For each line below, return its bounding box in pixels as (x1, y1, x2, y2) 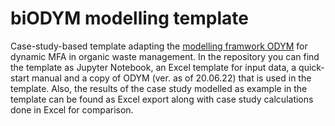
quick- (298, 61, 325, 73)
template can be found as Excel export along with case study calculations (10, 93, 314, 105)
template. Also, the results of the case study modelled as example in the (10, 82, 308, 94)
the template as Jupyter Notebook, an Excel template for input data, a (10, 61, 297, 73)
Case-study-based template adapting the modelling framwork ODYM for (10, 40, 308, 52)
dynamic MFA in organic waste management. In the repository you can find (10, 50, 320, 62)
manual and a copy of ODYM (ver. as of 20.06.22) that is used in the (31, 72, 312, 84)
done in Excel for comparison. (10, 103, 134, 116)
